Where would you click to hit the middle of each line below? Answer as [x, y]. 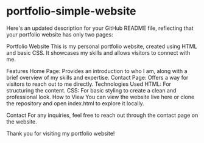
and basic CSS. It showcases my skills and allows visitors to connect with [98, 52]
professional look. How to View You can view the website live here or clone [100, 97]
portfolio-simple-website [71, 11]
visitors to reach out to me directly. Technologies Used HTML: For [89, 84]
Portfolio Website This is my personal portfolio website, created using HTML [102, 46]
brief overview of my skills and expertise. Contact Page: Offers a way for [97, 77]
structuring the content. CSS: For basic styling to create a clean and [91, 90]
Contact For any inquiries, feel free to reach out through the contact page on [102, 115]
